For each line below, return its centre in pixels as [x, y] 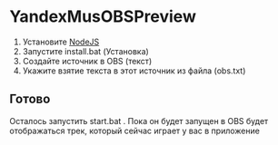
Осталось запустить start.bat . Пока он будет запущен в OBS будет [139, 121]
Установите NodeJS [61, 42]
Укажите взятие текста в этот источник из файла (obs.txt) [134, 71]
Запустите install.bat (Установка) [86, 51]
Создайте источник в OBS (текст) [87, 61]
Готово [30, 99]
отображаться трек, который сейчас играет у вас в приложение [135, 130]
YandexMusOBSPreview [103, 17]
